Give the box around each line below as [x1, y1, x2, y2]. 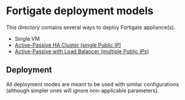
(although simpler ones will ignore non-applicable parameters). [6, 87, 159, 94]
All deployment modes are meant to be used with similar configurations [6, 80, 179, 88]
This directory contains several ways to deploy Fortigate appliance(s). [6, 24, 176, 31]
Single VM [14, 35, 40, 42]
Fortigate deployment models [6, 4, 154, 18]
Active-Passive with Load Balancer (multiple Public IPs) [14, 47, 149, 54]
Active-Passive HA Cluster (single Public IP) [14, 41, 121, 49]
